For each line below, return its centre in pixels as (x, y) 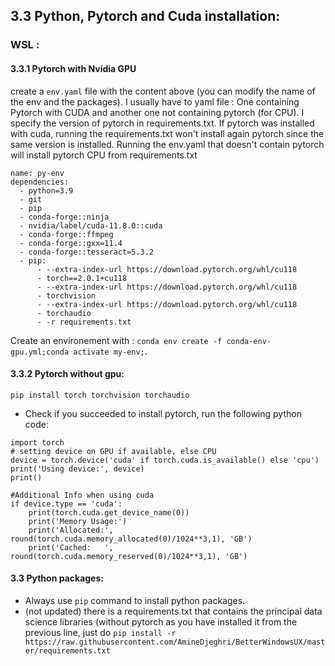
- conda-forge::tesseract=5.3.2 (87, 252)
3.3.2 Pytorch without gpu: (67, 374)
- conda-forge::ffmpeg (66, 234)
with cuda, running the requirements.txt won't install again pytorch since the (167, 133)
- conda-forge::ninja (64, 217)
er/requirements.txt (67, 650)
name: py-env (37, 173)
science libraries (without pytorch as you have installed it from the (161, 621)
